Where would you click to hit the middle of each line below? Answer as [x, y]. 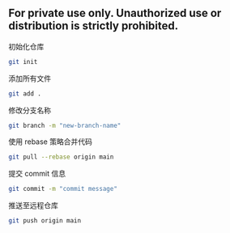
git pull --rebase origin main [61, 157]
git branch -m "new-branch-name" [65, 125]
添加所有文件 [30, 78]
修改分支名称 [30, 110]
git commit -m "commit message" [63, 189]
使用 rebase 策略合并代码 [51, 142]
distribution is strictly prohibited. [94, 26]
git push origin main [45, 221]
